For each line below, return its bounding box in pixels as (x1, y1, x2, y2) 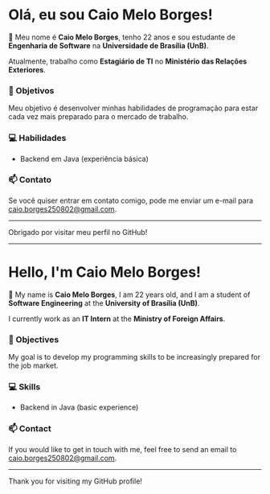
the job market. (8, 360, 59, 371)
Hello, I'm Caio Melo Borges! (8, 263, 202, 282)
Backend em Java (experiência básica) (19, 154, 149, 163)
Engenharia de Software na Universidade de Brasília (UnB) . (8, 40, 209, 50)
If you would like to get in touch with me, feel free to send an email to (8, 444, 237, 454)
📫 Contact (8, 423, 51, 434)
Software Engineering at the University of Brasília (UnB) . (8, 298, 200, 307)
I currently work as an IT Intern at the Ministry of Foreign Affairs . (8, 314, 226, 323)
